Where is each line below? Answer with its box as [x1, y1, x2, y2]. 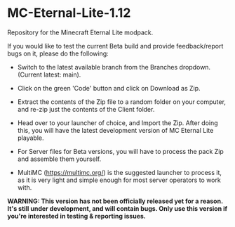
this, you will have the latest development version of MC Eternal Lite [17, 126, 214, 134]
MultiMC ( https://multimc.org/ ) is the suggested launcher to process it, [17, 168, 222, 176]
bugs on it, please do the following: [7, 49, 109, 58]
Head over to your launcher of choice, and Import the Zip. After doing [17, 118, 219, 127]
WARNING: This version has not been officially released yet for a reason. [7, 197, 223, 205]
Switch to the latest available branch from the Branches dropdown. [17, 63, 211, 71]
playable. [17, 134, 44, 142]
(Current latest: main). [17, 70, 81, 79]
